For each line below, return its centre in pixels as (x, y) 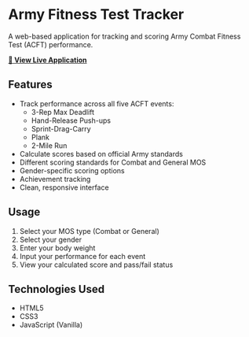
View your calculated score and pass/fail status (96, 265)
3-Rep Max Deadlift (63, 112)
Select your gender (51, 239)
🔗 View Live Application (48, 60)
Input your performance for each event (82, 256)
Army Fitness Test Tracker (96, 15)
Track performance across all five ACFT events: (97, 103)
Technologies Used (56, 289)
